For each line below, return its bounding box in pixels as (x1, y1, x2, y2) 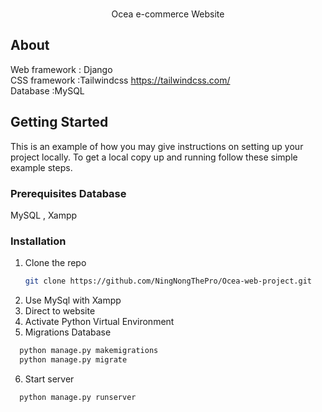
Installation (10, 234, 67, 248)
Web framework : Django (10, 63, 113, 75)
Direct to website (24, 305, 96, 317)
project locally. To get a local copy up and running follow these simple (10, 151, 298, 163)
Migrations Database (24, 326, 112, 338)
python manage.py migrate (19, 354, 128, 365)
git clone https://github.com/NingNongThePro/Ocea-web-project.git (24, 276, 312, 287)
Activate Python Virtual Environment (24, 316, 175, 328)
